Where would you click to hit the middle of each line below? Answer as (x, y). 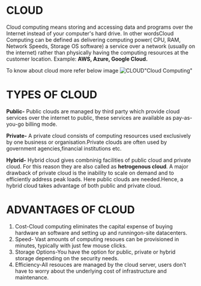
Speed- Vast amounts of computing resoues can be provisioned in (97, 239)
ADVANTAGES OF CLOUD (70, 210)
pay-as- (182, 118)
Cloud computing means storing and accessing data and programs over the (100, 27)
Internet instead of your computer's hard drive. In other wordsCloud (90, 33)
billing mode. (41, 124)
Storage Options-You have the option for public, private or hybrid (95, 252)
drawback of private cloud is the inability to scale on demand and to (90, 173)
